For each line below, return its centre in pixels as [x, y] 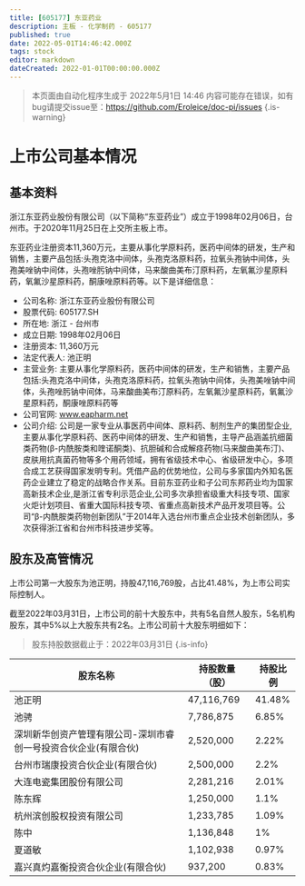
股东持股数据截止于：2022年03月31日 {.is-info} [120, 644]
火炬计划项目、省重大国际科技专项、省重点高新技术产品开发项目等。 [150, 504]
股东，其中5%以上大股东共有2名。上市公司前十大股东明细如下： [129, 624]
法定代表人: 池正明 [57, 357]
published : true [40, 35]
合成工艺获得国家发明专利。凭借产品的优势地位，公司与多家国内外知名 [154, 471]
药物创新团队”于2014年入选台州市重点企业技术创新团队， [181, 516]
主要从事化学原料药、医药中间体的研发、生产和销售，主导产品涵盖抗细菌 [157, 436]
